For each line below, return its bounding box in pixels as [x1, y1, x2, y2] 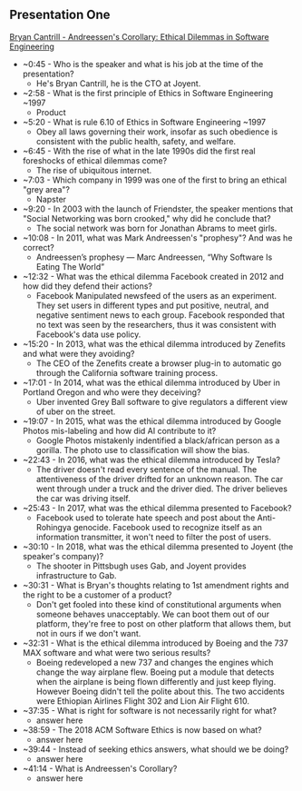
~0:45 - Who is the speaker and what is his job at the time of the [22, 58, 264, 69]
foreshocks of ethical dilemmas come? [22, 154, 168, 166]
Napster [35, 193, 66, 204]
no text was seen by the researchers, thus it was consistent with [35, 319, 277, 330]
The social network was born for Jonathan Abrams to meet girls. [35, 222, 278, 233]
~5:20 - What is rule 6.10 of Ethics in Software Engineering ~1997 [22, 116, 267, 127]
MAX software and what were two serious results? [22, 647, 211, 658]
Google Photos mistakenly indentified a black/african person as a [35, 435, 280, 446]
